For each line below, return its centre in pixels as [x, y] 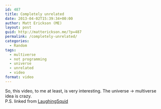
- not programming [28, 59]
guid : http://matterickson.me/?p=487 [43, 32]
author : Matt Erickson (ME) [34, 23]
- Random [18, 46]
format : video [20, 77]
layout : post [18, 28]
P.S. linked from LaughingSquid [37, 101]
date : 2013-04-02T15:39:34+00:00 [39, 18]
